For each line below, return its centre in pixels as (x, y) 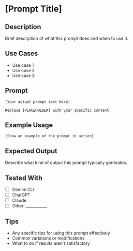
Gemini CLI (23, 190)
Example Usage (29, 125)
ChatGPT (21, 195)
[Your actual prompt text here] (37, 102)
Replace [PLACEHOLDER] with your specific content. (58, 110)
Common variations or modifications (48, 238)
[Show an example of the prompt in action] (50, 136)
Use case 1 (23, 65)
